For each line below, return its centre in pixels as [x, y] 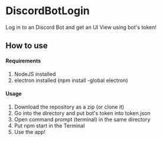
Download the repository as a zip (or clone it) [69, 107]
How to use [27, 46]
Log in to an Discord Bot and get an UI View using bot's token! [81, 27]
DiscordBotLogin [48, 11]
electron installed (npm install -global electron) [71, 80]
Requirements [23, 61]
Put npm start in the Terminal [49, 126]
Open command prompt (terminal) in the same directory [82, 119]
